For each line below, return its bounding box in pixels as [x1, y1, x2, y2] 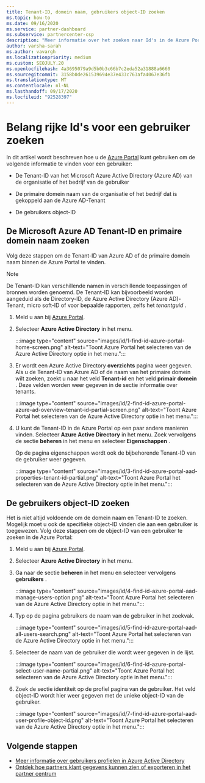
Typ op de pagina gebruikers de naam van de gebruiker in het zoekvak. [15, 612, 195, 619]
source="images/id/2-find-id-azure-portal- [77, 399, 186, 406]
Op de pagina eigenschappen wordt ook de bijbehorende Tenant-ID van [15, 449, 196, 456]
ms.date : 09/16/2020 [6, 20, 59, 26]
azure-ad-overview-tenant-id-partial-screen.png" [15, 406, 141, 413]
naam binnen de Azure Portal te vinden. [6, 258, 106, 265]
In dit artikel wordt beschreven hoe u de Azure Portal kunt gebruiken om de [6, 153, 196, 161]
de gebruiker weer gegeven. [15, 455, 87, 463]
